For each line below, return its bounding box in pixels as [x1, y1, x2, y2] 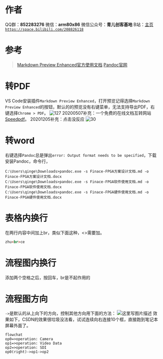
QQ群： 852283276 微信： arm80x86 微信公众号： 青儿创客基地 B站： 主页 [5, 21, 154, 27]
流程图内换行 [5, 257, 57, 269]
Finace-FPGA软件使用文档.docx [5, 184, 62, 190]
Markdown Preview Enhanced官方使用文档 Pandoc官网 [17, 62, 127, 67]
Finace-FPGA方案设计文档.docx [5, 174, 62, 179]
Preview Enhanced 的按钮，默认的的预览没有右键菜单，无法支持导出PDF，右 [5, 104, 155, 110]
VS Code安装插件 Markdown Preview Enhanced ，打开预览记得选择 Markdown [5, 98, 150, 104]
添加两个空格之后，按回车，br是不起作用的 [5, 275, 91, 280]
